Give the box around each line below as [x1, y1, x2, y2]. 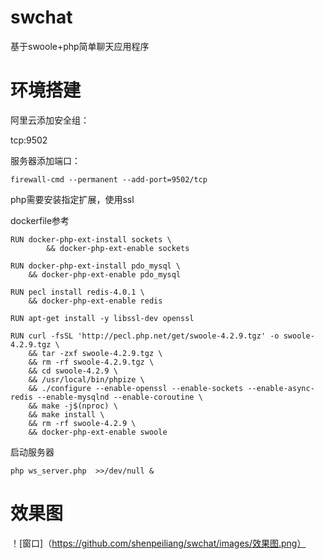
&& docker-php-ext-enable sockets [46, 243, 190, 253]
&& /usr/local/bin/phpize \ [28, 374, 145, 385]
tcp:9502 [10, 134, 48, 146]
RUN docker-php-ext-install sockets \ [10, 234, 172, 245]
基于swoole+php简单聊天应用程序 [10, 40, 150, 52]
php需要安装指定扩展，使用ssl [10, 193, 135, 205]
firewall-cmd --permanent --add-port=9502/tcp [10, 174, 208, 185]
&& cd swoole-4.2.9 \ [28, 366, 118, 376]
